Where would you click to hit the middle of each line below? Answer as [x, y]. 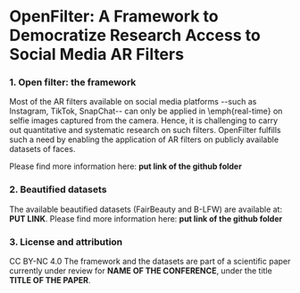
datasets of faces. [42, 149]
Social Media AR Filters [97, 54]
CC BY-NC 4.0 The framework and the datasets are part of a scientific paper [150, 262]
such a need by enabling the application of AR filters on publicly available [144, 139]
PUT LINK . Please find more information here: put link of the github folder [146, 218]
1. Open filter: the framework [73, 82]
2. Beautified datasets [58, 189]
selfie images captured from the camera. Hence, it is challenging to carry [144, 121]
